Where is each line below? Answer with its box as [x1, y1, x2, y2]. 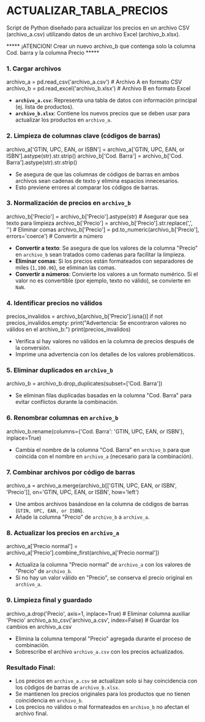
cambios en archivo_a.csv [6, 623, 72, 630]
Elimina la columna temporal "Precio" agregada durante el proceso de [15, 635, 192, 642]
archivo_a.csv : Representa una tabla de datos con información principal [15, 96, 197, 104]
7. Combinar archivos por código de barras [6, 468, 136, 476]
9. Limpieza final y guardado [6, 596, 92, 605]
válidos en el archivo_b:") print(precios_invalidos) [6, 326, 131, 333]
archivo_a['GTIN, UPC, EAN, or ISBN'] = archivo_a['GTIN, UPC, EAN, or [6, 146, 185, 153]
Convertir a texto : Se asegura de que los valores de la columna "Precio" [15, 244, 198, 252]
